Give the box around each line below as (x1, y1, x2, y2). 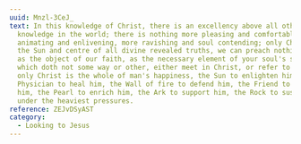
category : (9, 113, 47, 122)
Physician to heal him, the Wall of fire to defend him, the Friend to (17, 80, 291, 89)
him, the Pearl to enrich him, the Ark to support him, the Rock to (17, 88, 279, 97)
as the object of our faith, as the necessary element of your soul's (17, 55, 287, 64)
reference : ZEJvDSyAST (9, 105, 94, 114)
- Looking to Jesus (17, 122, 90, 131)
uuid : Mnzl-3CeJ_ (9, 13, 74, 22)
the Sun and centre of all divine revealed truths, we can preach (17, 47, 271, 55)
